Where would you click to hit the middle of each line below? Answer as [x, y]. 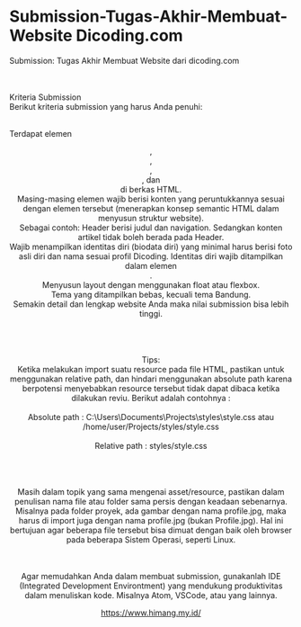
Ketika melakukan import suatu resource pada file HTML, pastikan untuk [151, 369]
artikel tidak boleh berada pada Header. [151, 237]
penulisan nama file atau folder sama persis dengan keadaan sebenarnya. [151, 501]
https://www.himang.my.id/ [151, 613]
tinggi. [151, 313]
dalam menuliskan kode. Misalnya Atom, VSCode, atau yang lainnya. [151, 595]
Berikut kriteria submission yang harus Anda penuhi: [106, 106]
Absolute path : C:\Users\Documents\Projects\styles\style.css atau [151, 417]
